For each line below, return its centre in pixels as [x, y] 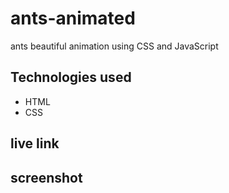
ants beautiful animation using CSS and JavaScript [114, 46]
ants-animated [73, 18]
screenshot [46, 177]
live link [35, 143]
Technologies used [71, 77]
